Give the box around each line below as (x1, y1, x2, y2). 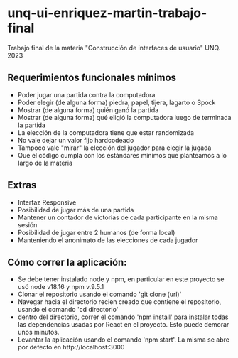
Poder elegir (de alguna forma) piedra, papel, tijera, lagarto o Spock (17, 98, 216, 107)
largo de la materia (17, 158, 73, 167)
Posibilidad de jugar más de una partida (17, 205, 134, 214)
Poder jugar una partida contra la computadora (17, 90, 156, 99)
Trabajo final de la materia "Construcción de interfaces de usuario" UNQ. (7, 43, 221, 52)
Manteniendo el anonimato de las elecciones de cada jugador (17, 236, 198, 244)
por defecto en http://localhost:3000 (17, 343, 125, 352)
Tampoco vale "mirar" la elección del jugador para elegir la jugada (17, 143, 212, 152)
